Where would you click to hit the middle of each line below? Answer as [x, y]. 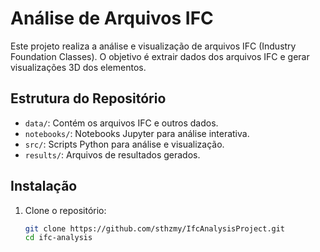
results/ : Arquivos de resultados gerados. [112, 154]
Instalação [44, 186]
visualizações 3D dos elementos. [78, 67]
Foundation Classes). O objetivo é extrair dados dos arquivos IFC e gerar [160, 56]
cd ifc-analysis [58, 238]
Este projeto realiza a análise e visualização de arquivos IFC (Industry [153, 46]
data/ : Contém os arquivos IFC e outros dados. [121, 123]
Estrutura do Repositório [88, 98]
